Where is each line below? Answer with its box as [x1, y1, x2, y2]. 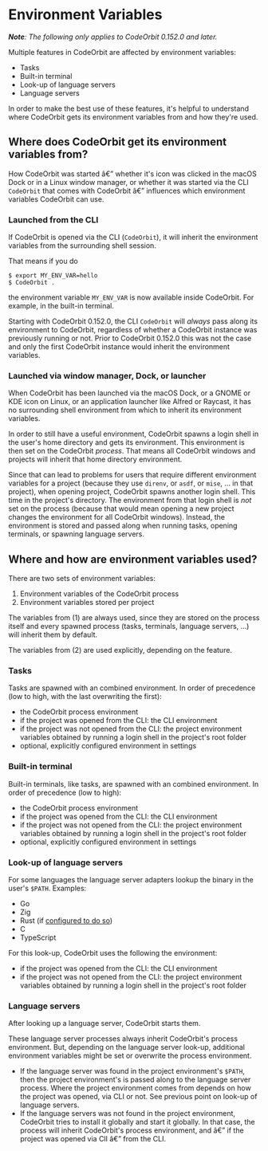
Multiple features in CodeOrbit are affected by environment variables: [8, 47, 237, 57]
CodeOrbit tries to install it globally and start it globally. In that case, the [19, 1118, 255, 1127]
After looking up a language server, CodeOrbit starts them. [8, 1019, 201, 1028]
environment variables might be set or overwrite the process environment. [8, 1051, 252, 1061]
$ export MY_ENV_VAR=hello [8, 272, 98, 280]
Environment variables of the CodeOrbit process [19, 589, 179, 599]
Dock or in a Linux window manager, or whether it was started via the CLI [8, 177, 249, 187]
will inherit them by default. [8, 630, 98, 639]
